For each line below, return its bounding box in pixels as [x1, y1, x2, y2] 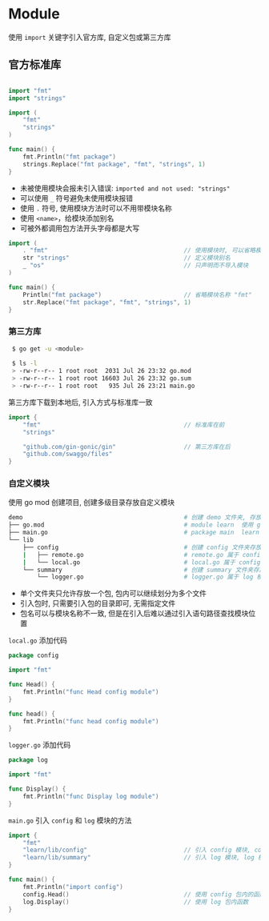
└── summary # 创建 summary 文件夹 [22, 566, 254, 574]
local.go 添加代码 [8, 635, 68, 645]
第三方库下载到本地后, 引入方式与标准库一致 [8, 397, 153, 406]
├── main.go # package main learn [8, 529, 260, 537]
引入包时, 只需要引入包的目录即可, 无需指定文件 [19, 599, 176, 608]
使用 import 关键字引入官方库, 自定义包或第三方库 [8, 32, 171, 42]
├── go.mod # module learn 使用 [8, 521, 254, 529]
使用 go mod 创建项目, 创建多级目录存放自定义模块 [8, 498, 175, 507]
